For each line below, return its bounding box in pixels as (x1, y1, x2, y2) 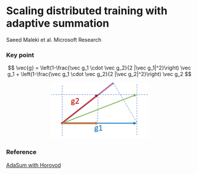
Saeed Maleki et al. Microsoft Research (6, 36, 102, 43)
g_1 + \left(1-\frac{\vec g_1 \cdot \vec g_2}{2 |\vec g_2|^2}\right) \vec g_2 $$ (7, 71, 192, 78)
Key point (6, 51, 34, 59)
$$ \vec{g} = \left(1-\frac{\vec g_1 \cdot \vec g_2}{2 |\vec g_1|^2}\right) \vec (8, 64, 191, 71)
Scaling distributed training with (6, 4, 167, 18)
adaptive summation (6, 17, 109, 30)
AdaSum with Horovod (6, 161, 61, 169)
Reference (6, 148, 37, 156)
